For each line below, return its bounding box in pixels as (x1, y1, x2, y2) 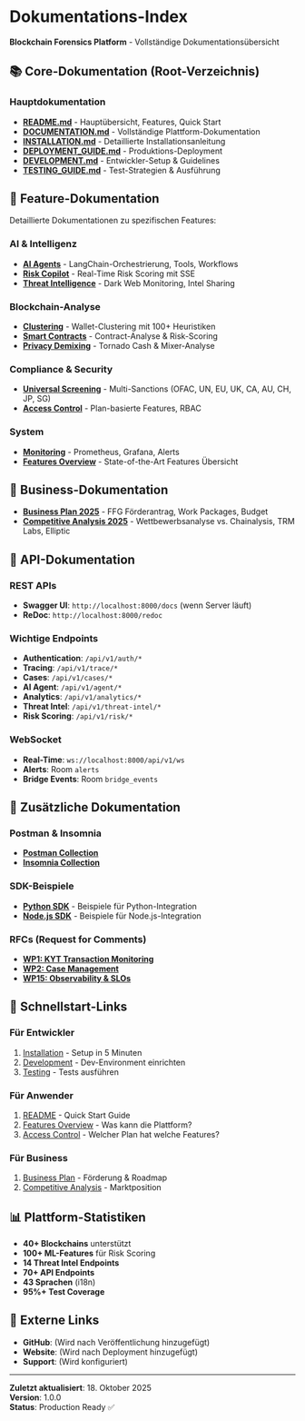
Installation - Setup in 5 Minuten (22, 1047, 143, 1058)
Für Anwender (9, 1088, 74, 1101)
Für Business (9, 1151, 68, 1164)
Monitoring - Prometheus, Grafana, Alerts (22, 446, 180, 457)
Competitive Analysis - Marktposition (22, 1182, 162, 1193)
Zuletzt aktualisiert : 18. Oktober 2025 (9, 1382, 152, 1393)
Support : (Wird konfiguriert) (22, 1356, 129, 1366)
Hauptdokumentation (9, 95, 106, 108)
